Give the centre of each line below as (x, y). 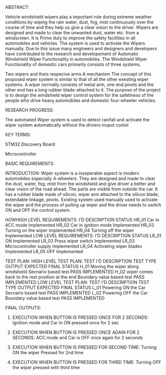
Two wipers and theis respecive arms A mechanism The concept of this (78, 74)
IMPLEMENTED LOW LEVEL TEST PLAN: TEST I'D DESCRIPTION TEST (77, 282)
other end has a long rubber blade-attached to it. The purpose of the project (83, 90)
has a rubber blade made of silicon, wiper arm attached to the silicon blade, (82, 194)
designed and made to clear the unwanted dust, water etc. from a (72, 33)
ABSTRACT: (17, 7)
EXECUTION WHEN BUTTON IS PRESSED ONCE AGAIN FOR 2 (76, 332)
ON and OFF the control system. (38, 210)
